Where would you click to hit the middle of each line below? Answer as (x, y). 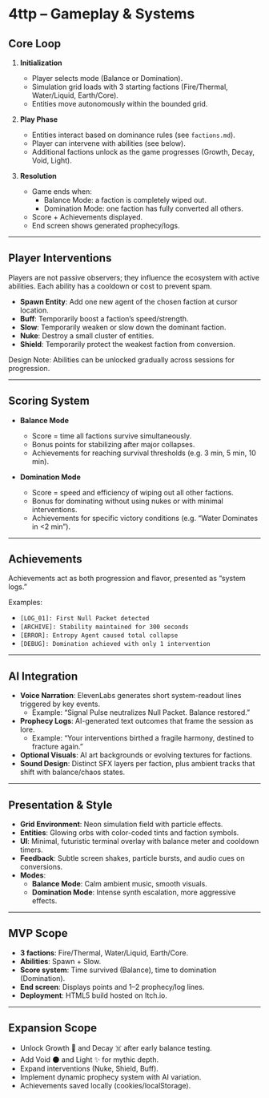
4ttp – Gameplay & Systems (102, 14)
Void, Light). (52, 160)
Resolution (38, 176)
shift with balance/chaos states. (72, 772)
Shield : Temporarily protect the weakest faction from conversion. (128, 344)
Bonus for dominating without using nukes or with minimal (128, 501)
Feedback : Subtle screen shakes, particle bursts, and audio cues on (132, 858)
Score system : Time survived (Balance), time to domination (118, 970)
